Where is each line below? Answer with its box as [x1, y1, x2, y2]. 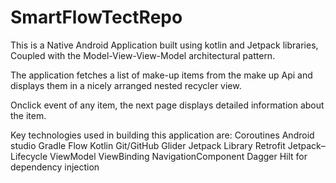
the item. [10, 109, 47, 121]
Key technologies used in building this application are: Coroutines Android [10, 129, 315, 141]
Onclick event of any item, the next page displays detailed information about [10, 99, 325, 111]
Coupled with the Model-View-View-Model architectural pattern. [10, 49, 276, 61]
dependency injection [10, 161, 100, 173]
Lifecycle [10, 150, 48, 162]
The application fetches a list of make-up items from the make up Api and [10, 69, 313, 81]
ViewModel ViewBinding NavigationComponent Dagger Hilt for [49, 150, 308, 162]
